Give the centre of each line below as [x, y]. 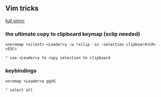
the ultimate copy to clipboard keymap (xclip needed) [73, 34]
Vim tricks [22, 8]
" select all [19, 90]
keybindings [21, 71]
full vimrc [15, 20]
